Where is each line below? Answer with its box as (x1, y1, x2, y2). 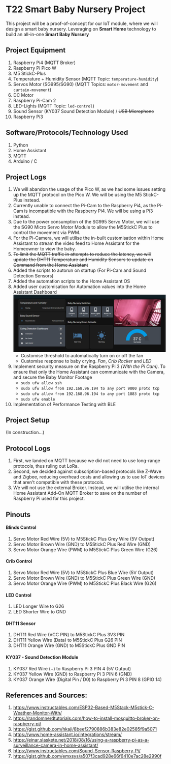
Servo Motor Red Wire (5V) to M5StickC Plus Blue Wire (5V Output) (13, 569, 154, 576)
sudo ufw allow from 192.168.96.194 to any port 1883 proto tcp (20, 391, 160, 397)
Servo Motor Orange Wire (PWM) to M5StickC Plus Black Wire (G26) (13, 580, 157, 586)
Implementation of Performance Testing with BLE (13, 401, 116, 407)
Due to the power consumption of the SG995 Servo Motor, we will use (13, 219, 160, 225)
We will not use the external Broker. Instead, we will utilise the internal (13, 485, 159, 491)
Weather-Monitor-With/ (13, 710, 62, 716)
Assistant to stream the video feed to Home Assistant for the (13, 240, 140, 246)
